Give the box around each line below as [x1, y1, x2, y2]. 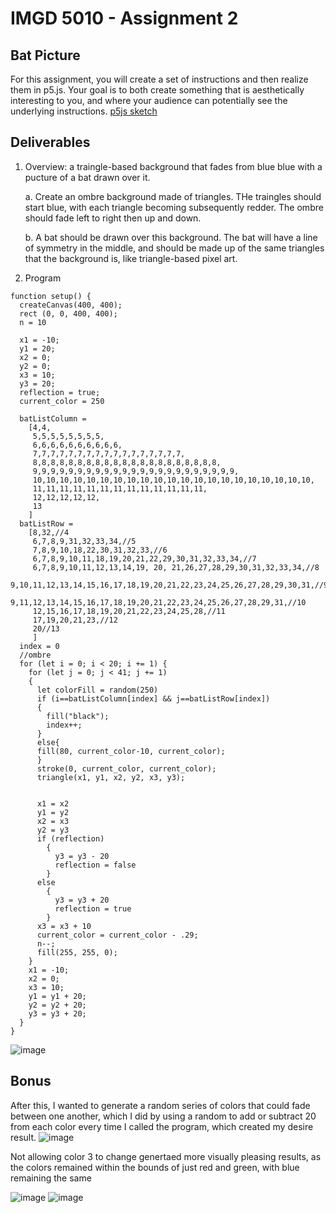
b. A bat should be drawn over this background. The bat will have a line [24, 231, 318, 243]
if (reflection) [36, 833, 105, 844]
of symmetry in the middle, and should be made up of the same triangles [24, 242, 325, 254]
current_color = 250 [19, 396, 105, 406]
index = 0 [19, 641, 60, 651]
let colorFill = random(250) [36, 685, 159, 695]
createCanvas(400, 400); [19, 300, 123, 310]
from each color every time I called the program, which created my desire [10, 1120, 314, 1132]
